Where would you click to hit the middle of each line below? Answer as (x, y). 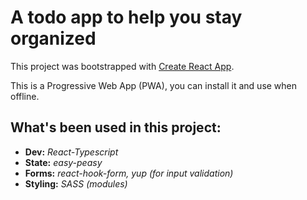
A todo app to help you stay (126, 17)
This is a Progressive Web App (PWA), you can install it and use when (154, 85)
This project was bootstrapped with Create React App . (122, 66)
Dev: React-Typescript (71, 152)
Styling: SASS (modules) (76, 183)
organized (53, 38)
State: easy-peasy (63, 162)
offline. (25, 96)
